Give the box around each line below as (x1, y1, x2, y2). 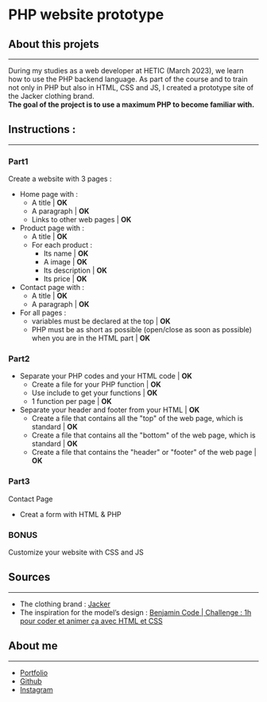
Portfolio (19, 668, 48, 677)
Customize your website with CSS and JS (8, 547, 145, 557)
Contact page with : (19, 283, 85, 292)
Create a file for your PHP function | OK (31, 380, 161, 390)
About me (8, 639, 58, 653)
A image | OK (43, 257, 87, 267)
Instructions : (8, 123, 76, 136)
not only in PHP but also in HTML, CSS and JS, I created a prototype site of (8, 83, 254, 92)
